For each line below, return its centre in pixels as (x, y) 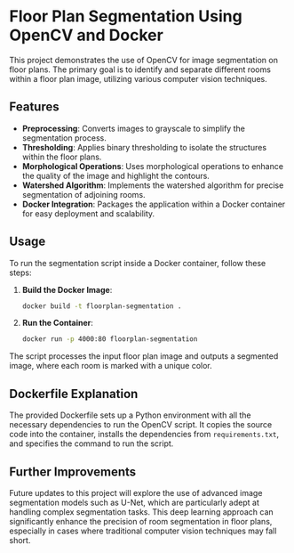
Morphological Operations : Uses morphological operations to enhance (153, 166)
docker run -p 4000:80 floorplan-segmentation (110, 339)
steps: (20, 272)
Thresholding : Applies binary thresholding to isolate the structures (144, 147)
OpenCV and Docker (87, 35)
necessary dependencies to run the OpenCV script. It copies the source (141, 425)
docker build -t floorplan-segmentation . (102, 306)
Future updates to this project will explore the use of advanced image (136, 492)
